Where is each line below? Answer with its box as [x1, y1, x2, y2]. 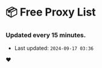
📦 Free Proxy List [5, 5, 96, 19]
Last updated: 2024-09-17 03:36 [14, 45, 94, 52]
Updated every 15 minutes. [5, 31, 86, 40]
